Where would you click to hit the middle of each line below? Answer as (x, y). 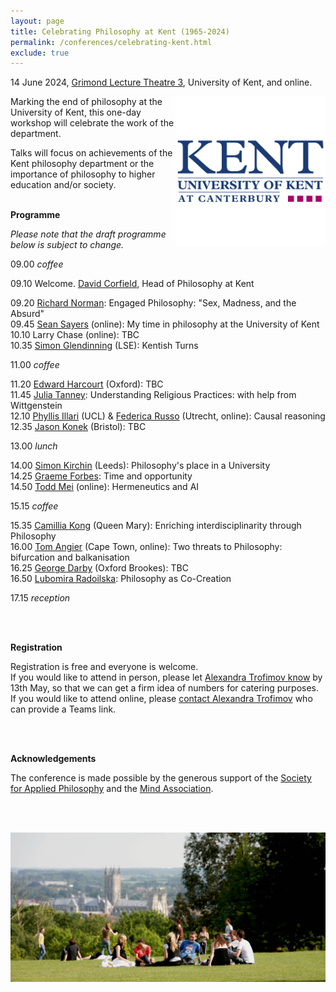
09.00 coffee (37, 264)
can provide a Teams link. (63, 709)
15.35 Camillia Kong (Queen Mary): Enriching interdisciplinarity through (156, 526)
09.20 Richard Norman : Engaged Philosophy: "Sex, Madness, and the (153, 303)
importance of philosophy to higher (83, 174)
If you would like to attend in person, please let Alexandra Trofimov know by (166, 677)
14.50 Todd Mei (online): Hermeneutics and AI (105, 487)
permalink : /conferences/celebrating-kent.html (111, 42)
